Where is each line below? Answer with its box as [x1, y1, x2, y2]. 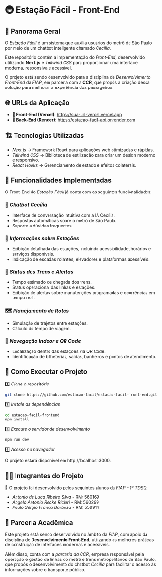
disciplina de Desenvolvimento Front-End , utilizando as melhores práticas [5, 536, 154, 542]
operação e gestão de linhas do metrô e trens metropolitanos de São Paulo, [5, 556, 156, 562]
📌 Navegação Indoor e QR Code [5, 337, 81, 344]
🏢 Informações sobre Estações [5, 235, 79, 242]
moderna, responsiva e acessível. [5, 65, 72, 70]
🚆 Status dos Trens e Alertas [5, 268, 74, 275]
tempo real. [12, 295, 35, 301]
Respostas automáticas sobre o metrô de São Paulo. [12, 217, 117, 223]
